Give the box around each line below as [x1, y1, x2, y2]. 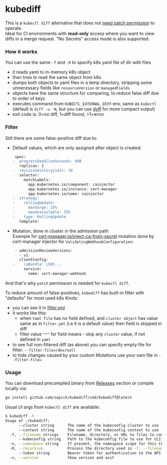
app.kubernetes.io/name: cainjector [28, 191, 104, 196]
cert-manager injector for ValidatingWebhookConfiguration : [12, 238, 134, 244]
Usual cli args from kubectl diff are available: [5, 404, 100, 410]
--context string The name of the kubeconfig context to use [18, 427, 159, 433]
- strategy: [12, 196, 40, 201]
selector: [19, 173, 40, 178]
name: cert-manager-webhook [28, 271, 86, 276]
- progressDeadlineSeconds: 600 [12, 159, 82, 164]
